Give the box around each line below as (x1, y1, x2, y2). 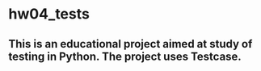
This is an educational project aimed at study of (8, 37, 253, 51)
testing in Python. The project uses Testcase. (8, 49, 242, 63)
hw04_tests (8, 5, 91, 23)
